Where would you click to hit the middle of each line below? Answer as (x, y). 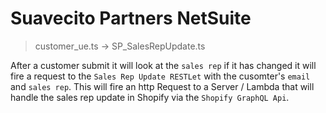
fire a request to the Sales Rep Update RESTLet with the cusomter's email (160, 76)
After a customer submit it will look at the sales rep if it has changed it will (163, 65)
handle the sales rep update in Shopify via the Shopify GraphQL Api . (150, 97)
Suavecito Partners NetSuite (131, 18)
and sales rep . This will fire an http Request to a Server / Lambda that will (162, 86)
